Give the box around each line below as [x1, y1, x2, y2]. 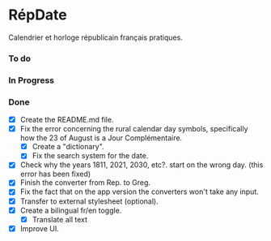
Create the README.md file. [19, 115, 114, 125]
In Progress [8, 75, 55, 86]
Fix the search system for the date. [32, 151, 149, 161]
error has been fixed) [19, 169, 91, 179]
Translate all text [32, 214, 87, 224]
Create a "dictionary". [32, 142, 104, 152]
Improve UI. [19, 223, 59, 233]
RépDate [8, 6, 67, 24]
